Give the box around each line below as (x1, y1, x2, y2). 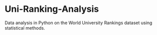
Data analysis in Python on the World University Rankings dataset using (5, 20, 152, 26)
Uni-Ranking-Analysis (5, 3, 99, 15)
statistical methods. (5, 25, 46, 31)
